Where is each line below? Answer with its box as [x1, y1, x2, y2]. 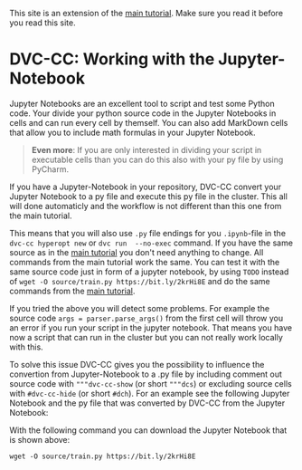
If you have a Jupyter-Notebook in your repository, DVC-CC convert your [9, 181, 282, 192]
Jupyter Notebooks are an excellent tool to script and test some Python [9, 98, 275, 109]
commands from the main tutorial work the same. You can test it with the [9, 256, 280, 267]
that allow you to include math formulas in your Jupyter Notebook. [9, 127, 256, 138]
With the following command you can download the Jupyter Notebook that [9, 425, 288, 436]
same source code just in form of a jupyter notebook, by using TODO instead [9, 266, 289, 277]
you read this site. [9, 17, 76, 28]
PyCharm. [31, 163, 70, 175]
